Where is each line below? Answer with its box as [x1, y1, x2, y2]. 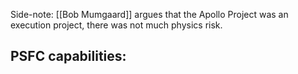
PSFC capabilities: [10, 48, 127, 65]
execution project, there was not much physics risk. [10, 19, 223, 31]
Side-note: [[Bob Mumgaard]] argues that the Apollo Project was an [10, 9, 289, 20]
